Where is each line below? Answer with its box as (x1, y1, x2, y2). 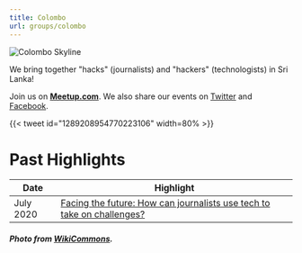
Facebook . (9, 100, 49, 111)
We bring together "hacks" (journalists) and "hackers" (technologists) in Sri (9, 64, 289, 75)
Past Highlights (9, 149, 126, 169)
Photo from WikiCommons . (9, 233, 113, 244)
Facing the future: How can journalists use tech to (60, 197, 271, 210)
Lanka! (9, 73, 34, 84)
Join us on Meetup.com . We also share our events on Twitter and (9, 91, 253, 102)
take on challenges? (60, 208, 146, 221)
